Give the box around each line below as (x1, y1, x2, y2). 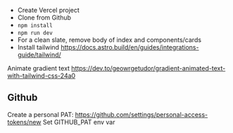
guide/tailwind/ (17, 50, 61, 59)
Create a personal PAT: (7, 110, 74, 118)
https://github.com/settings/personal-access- (75, 110, 208, 118)
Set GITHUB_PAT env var (42, 118, 115, 126)
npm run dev (17, 29, 53, 36)
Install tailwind (17, 43, 60, 51)
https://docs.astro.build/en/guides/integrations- (61, 43, 199, 51)
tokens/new (7, 118, 42, 126)
